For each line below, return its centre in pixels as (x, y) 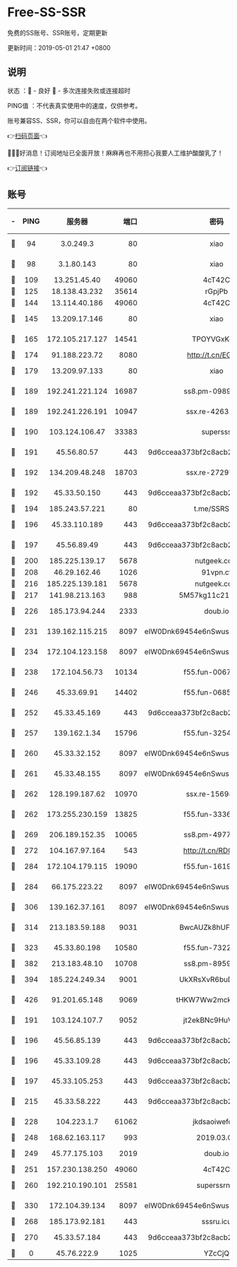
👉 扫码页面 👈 (28, 136)
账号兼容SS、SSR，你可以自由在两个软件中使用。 (79, 120)
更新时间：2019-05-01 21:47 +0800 (59, 47)
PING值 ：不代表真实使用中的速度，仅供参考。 (74, 105)
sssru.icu (217, 1221)
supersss (217, 432)
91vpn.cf (217, 572)
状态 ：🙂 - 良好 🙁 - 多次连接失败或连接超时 (69, 90)
